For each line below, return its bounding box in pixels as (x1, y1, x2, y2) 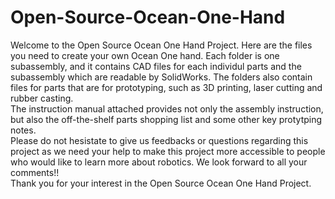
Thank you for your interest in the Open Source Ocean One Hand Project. (10, 177, 312, 189)
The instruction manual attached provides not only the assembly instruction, (10, 102, 324, 115)
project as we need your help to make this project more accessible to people (10, 145, 326, 157)
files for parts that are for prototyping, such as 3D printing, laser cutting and (10, 81, 323, 93)
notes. (10, 124, 37, 136)
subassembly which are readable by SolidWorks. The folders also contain (10, 71, 313, 83)
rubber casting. (10, 92, 74, 104)
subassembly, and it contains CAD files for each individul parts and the (10, 60, 302, 72)
